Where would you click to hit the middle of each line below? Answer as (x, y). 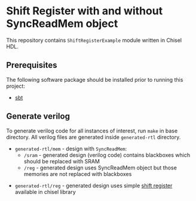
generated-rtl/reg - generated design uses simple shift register (94, 185)
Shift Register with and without (85, 11)
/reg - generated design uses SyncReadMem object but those (100, 168)
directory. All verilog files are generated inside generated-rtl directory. (94, 137)
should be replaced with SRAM (62, 161)
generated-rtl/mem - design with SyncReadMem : (71, 149)
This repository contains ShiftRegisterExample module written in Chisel (94, 40)
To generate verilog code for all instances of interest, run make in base (92, 131)
